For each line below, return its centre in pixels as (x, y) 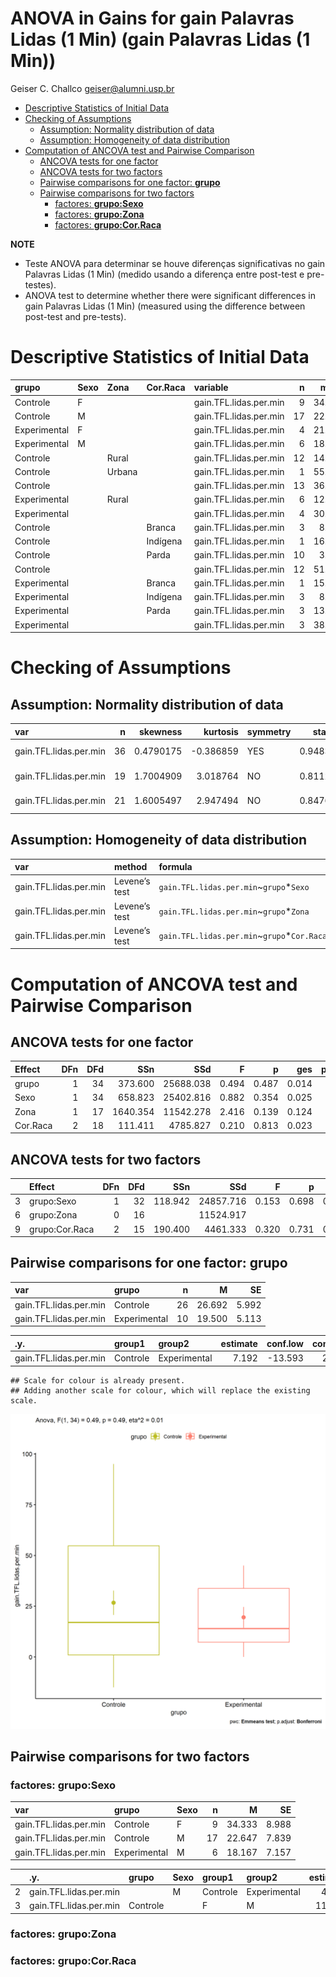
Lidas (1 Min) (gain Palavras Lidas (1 (160, 39)
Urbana (122, 471)
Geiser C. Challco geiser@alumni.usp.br (92, 88)
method (130, 867)
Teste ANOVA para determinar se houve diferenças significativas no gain (175, 263)
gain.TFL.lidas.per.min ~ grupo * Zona (234, 911)
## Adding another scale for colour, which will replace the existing (160, 1390)
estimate (239, 1343)
